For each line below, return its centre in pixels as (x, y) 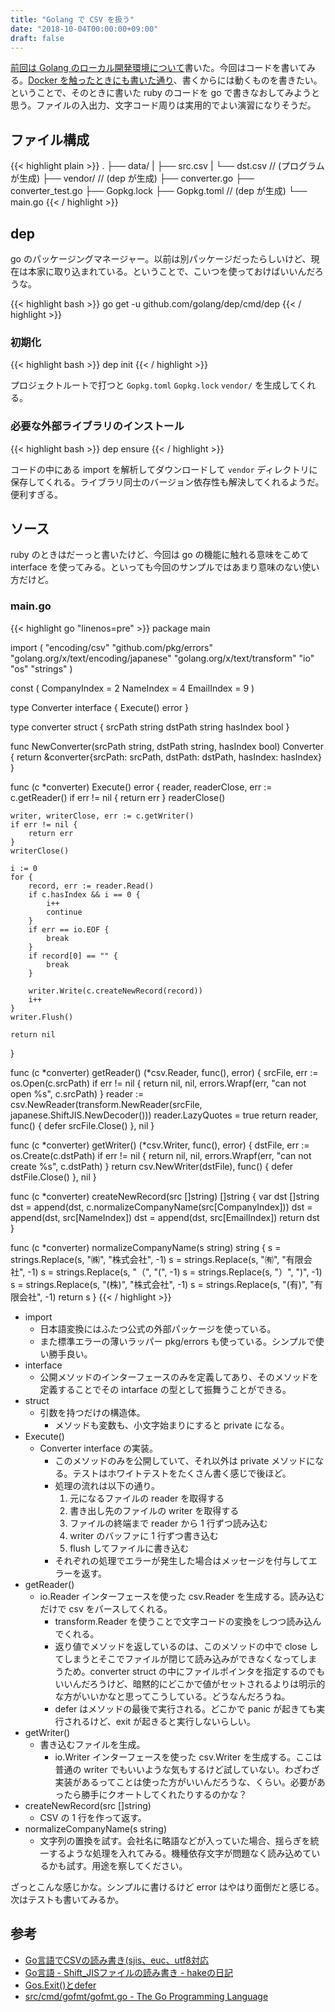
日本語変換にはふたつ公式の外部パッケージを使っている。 (158, 1328)
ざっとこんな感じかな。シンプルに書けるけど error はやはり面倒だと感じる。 (167, 1887)
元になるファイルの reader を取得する (147, 1498)
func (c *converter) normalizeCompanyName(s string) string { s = (146, 1247)
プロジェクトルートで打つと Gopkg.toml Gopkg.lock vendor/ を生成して (154, 385)
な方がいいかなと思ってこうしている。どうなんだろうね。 (172, 1696)
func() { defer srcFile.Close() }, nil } (82, 1125)
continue (64, 912)
